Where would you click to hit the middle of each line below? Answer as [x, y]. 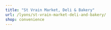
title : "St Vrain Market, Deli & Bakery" [50, 10]
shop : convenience [25, 19]
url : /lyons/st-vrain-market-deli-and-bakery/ [56, 15]
